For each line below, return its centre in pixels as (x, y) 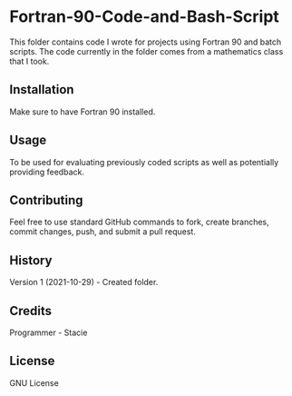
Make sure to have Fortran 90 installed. (83, 112)
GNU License (34, 382)
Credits (31, 311)
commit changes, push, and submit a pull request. (103, 232)
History (31, 260)
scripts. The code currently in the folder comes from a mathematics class (146, 51)
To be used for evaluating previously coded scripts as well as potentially (144, 162)
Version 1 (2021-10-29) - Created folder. (84, 282)
